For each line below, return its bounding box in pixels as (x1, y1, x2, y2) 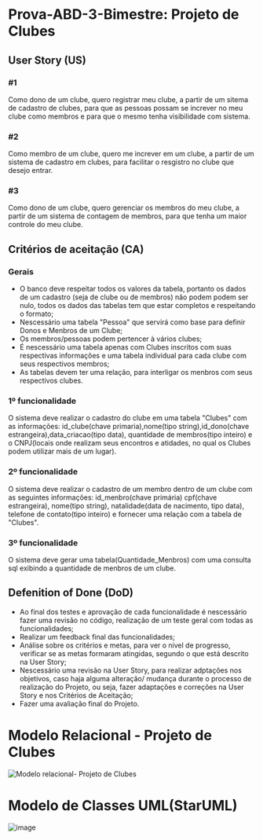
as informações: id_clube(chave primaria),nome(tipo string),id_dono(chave (8, 422, 250, 431)
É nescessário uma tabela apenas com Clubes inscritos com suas (19, 343, 232, 352)
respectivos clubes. (19, 376, 84, 386)
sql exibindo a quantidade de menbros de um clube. (8, 563, 177, 573)
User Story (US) (8, 53, 86, 67)
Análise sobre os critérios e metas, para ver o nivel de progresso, (19, 640, 231, 650)
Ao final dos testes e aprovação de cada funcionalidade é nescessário (19, 607, 247, 616)
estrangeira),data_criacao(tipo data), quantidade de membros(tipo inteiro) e (8, 430, 253, 439)
